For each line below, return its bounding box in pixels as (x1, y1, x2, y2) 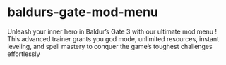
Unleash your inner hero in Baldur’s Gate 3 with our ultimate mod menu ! (7, 27, 218, 36)
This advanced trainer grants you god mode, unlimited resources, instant (7, 34, 220, 43)
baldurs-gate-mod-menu (7, 4, 159, 20)
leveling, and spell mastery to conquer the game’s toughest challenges (7, 42, 213, 50)
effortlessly (7, 50, 40, 58)
